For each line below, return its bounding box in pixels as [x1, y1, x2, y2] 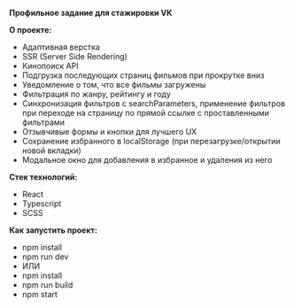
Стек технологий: [9, 172, 78, 182]
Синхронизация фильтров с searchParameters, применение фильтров [21, 98, 286, 109]
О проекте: [9, 25, 52, 35]
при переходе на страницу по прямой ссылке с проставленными [21, 108, 270, 118]
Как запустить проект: [9, 225, 97, 235]
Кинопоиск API [21, 61, 79, 71]
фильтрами [21, 117, 65, 127]
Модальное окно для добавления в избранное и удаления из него [21, 155, 273, 165]
